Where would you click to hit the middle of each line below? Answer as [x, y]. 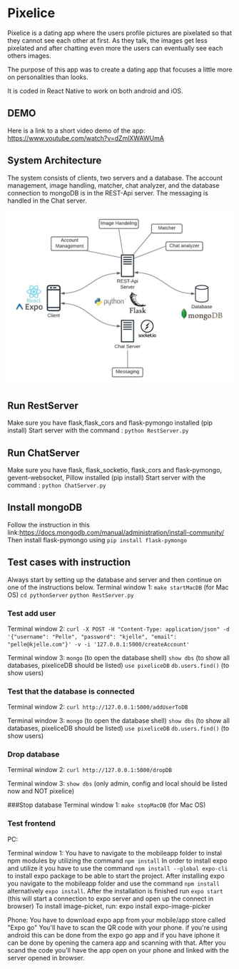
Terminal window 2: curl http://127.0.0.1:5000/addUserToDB [98, 707]
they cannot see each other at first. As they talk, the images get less [108, 40]
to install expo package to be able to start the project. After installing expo [116, 876]
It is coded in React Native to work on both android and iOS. [95, 91]
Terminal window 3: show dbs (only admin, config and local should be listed [117, 783]
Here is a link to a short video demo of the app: [76, 131]
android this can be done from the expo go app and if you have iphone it [113, 935]
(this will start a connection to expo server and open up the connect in [111, 898]
